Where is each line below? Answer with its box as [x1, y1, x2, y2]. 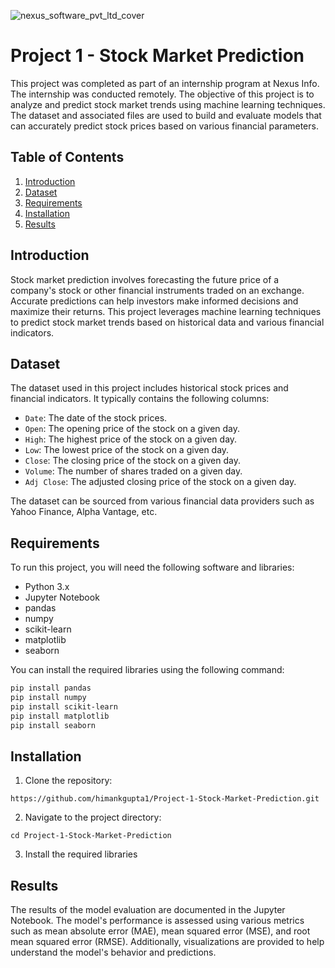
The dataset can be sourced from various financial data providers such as [10, 495, 315, 507]
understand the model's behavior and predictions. [10, 946, 217, 959]
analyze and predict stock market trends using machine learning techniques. [10, 98, 326, 110]
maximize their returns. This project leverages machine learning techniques [10, 305, 322, 317]
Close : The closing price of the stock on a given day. [24, 455, 241, 467]
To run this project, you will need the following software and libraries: [10, 561, 295, 574]
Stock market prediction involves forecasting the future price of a [10, 273, 280, 285]
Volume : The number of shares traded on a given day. [24, 465, 243, 477]
